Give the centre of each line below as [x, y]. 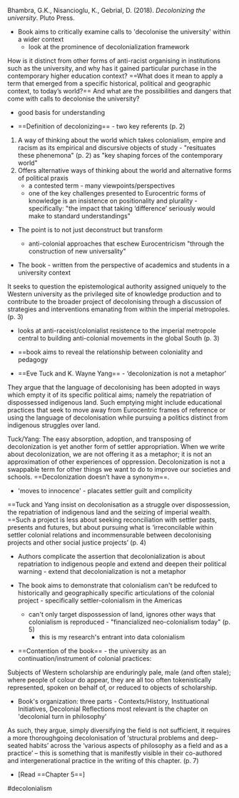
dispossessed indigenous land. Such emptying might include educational [115, 402]
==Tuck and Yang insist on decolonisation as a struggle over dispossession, [119, 505]
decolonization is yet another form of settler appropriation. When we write [116, 446]
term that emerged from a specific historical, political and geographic [109, 84]
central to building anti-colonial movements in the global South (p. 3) [118, 338]
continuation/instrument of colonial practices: [85, 658]
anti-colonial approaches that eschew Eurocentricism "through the [126, 243]
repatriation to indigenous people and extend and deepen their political [122, 564]
